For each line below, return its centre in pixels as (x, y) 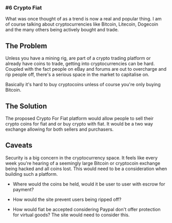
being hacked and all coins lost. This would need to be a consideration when (86, 169)
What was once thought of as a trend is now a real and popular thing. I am (83, 19)
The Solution (26, 106)
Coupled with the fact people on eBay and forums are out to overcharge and (86, 69)
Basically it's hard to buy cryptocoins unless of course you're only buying (83, 85)
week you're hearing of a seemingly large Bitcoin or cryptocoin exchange (83, 163)
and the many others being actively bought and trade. (62, 30)
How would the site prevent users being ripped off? (67, 199)
